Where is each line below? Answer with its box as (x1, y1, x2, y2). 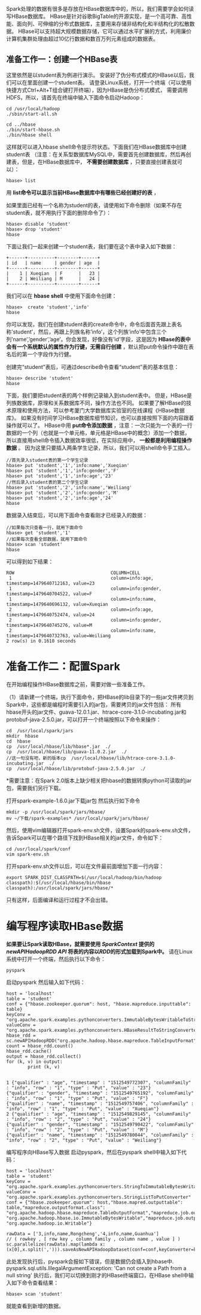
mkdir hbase (6, 733, 39, 739)
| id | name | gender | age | (6, 260, 100, 266)
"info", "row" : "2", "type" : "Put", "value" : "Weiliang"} (6, 1137, 162, 1143)
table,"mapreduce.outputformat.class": (6, 1204, 106, 1211)
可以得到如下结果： (6, 557, 54, 565)
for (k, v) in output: (6, 1059, 63, 1065)
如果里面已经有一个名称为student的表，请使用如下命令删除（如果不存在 (6, 201, 182, 208)
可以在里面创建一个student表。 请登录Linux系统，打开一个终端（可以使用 (11, 78, 192, 86)
